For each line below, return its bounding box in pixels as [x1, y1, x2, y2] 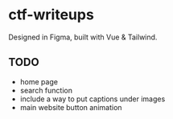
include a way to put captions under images [19, 94, 166, 104]
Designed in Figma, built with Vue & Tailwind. [8, 32, 158, 42]
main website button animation [19, 102, 122, 112]
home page [19, 76, 59, 86]
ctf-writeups [8, 6, 94, 24]
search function [19, 85, 72, 95]
